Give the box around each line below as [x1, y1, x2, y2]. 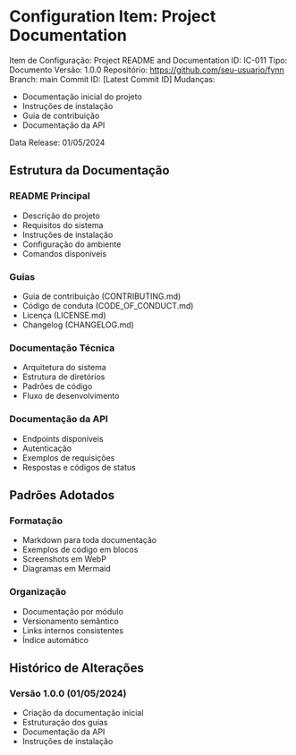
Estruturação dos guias [21, 717, 108, 728]
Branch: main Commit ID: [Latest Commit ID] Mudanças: [9, 73, 216, 84]
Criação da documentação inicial [21, 708, 144, 718]
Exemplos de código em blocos [21, 544, 139, 556]
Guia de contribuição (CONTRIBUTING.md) [21, 291, 182, 301]
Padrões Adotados [9, 488, 115, 503]
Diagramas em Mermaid [21, 564, 112, 574]
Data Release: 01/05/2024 [9, 137, 106, 148]
